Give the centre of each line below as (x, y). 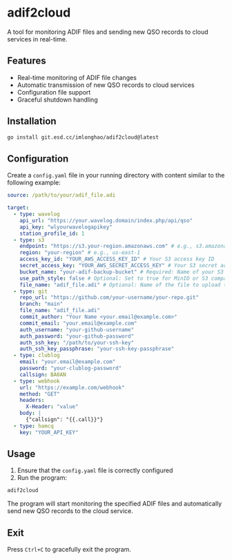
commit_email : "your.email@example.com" (78, 323)
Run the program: (42, 478)
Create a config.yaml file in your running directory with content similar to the (116, 175)
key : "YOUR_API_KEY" (49, 432)
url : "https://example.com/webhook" (72, 387)
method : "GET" (40, 394)
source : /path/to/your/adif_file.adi (61, 195)
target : (18, 208)
